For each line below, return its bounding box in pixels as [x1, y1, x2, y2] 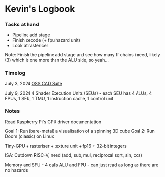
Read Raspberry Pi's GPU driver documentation [5, 119, 102, 125]
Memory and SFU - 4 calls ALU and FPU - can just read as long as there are [5, 162, 159, 168]
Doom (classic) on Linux [5, 133, 54, 139]
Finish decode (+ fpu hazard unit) [12, 37, 80, 43]
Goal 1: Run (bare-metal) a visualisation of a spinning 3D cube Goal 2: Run [5, 128, 155, 134]
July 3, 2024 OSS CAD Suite [5, 80, 63, 86]
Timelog [5, 70, 26, 76]
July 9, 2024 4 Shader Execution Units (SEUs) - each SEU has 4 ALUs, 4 [5, 90, 152, 96]
